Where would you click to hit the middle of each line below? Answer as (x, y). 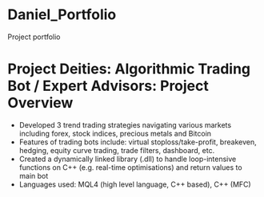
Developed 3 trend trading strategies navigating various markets (125, 124)
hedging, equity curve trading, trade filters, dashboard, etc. (117, 150)
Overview (40, 103)
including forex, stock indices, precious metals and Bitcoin (115, 133)
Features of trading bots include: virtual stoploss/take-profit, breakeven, (138, 142)
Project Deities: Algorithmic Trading (129, 69)
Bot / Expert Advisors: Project (108, 86)
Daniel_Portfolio (62, 15)
